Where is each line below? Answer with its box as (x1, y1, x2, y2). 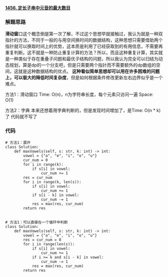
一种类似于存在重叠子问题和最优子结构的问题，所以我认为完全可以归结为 (9, 56, 158, 62)
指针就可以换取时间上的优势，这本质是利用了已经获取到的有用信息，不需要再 (5, 43, 163, 49)
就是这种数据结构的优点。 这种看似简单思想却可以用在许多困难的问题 (18, 68, 160, 74)
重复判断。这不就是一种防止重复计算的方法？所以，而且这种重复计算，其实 (5, 49, 158, 55)
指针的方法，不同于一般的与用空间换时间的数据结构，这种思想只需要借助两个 (5, 37, 163, 43)
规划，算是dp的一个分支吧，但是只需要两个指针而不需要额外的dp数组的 (9, 62, 156, 68)
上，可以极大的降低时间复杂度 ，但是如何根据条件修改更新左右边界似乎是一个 (5, 74, 163, 80)
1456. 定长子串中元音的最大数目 (5, 5, 71, 10)
